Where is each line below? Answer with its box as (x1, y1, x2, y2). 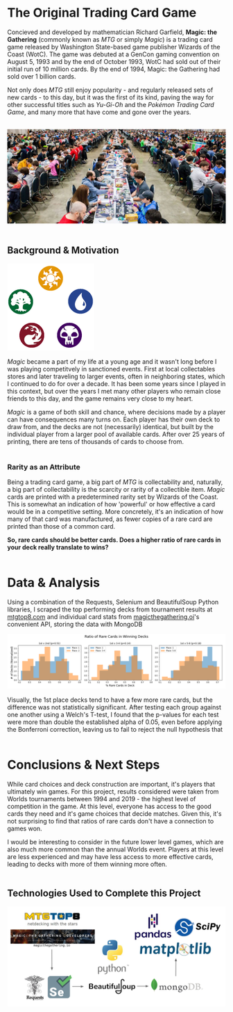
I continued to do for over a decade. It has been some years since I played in (7, 379, 226, 387)
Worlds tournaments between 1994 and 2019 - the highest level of (7, 794, 196, 803)
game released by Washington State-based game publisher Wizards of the (7, 42, 221, 51)
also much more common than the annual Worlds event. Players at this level (7, 845, 224, 853)
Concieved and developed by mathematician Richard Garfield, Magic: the (7, 28, 217, 36)
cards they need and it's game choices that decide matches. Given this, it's (7, 809, 222, 818)
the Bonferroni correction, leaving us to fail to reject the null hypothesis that (7, 725, 223, 734)
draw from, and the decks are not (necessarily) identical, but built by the (7, 422, 214, 431)
